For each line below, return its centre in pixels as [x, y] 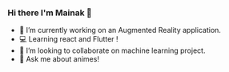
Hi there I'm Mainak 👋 [50, 13]
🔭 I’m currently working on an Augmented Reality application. [120, 30]
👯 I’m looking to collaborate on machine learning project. [112, 50]
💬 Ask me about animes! [59, 59]
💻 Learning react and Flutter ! [68, 39]
